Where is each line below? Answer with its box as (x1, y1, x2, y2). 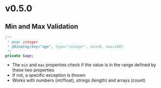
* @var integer (7, 39, 38, 44)
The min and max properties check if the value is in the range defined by (12, 62, 157, 68)
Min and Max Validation (5, 22, 78, 31)
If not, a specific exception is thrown (12, 72, 86, 78)
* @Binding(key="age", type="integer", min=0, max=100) (7, 44, 124, 49)
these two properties (12, 67, 55, 73)
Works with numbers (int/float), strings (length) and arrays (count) (12, 77, 146, 83)
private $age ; (5, 53, 34, 58)
